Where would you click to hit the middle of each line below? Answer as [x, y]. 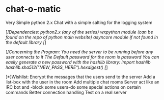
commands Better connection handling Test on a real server [66, 92]
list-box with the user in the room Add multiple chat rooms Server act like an [82, 82]
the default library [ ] [26, 42]
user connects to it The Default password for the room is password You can [82, 57]
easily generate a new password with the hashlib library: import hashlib [78, 62]
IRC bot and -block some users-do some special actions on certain [73, 87]
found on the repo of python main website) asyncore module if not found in [82, 37]
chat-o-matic [33, 9]
